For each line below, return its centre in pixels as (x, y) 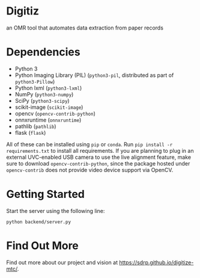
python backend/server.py (38, 222)
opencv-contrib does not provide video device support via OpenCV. (90, 170)
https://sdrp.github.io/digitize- (156, 262)
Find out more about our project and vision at (62, 262)
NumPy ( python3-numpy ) (44, 94)
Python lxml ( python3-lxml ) (48, 88)
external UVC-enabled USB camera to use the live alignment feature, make (98, 157)
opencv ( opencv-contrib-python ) (55, 113)
